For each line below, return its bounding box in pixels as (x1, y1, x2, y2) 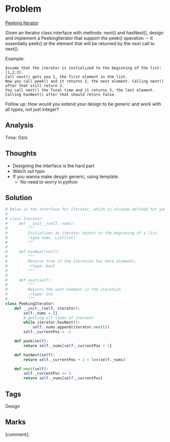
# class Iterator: (5, 216, 44, 222)
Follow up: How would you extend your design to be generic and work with (5, 101, 161, 107)
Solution (5, 193, 32, 202)
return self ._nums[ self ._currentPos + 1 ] (23, 343, 112, 348)
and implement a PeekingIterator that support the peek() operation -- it (5, 35, 153, 41)
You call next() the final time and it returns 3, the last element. (5, 87, 155, 93)
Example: (5, 55, 25, 61)
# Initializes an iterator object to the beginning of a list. (5, 230, 159, 236)
